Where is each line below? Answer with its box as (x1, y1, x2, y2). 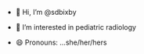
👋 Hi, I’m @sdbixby (15, 8, 77, 16)
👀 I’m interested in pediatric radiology (15, 23, 137, 31)
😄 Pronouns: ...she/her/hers (15, 38, 107, 47)
